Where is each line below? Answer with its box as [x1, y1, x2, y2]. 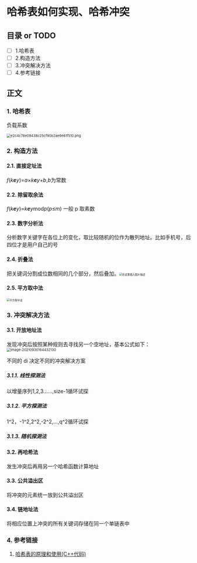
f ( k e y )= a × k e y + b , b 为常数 [6, 177, 67, 184]
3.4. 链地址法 [6, 506, 39, 513]
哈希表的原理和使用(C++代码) [15, 551, 87, 558]
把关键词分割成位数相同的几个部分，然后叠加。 [6, 270, 119, 277]
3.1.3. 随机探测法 [6, 432, 47, 440]
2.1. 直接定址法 [6, 162, 42, 169]
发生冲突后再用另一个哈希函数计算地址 [6, 463, 99, 470]
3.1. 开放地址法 [6, 327, 42, 334]
